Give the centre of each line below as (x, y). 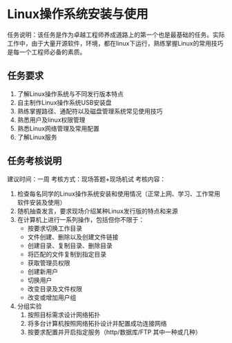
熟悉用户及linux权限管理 (51, 120)
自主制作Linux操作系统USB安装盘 (64, 102)
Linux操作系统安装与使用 (78, 14)
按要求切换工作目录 (55, 228)
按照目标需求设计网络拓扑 (64, 315)
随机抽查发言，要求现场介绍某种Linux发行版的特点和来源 (97, 211)
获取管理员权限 (49, 263)
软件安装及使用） (41, 202)
